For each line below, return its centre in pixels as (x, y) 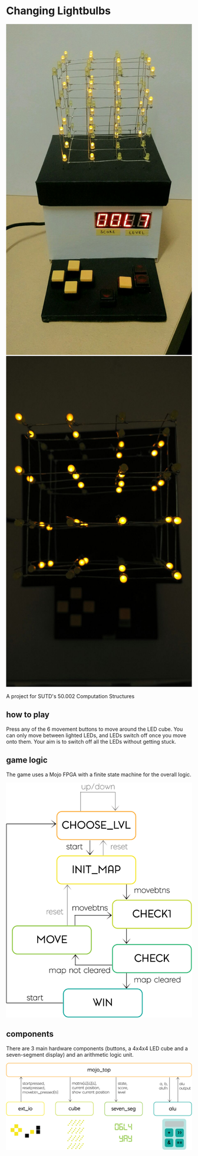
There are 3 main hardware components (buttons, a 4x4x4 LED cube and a (97, 1048)
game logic (27, 760)
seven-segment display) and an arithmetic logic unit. (70, 1054)
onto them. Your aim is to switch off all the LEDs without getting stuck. (91, 741)
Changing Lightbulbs (58, 11)
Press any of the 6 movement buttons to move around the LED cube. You (95, 729)
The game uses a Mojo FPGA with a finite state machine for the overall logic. (99, 774)
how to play (28, 715)
